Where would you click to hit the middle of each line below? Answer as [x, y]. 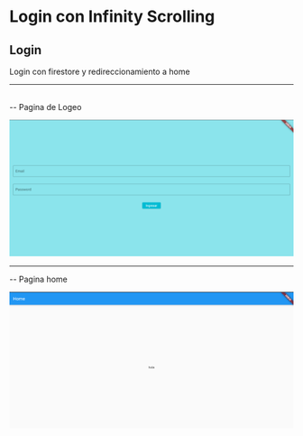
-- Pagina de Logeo [46, 107]
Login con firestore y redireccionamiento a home [100, 71]
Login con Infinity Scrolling [112, 17]
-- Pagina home [38, 279]
